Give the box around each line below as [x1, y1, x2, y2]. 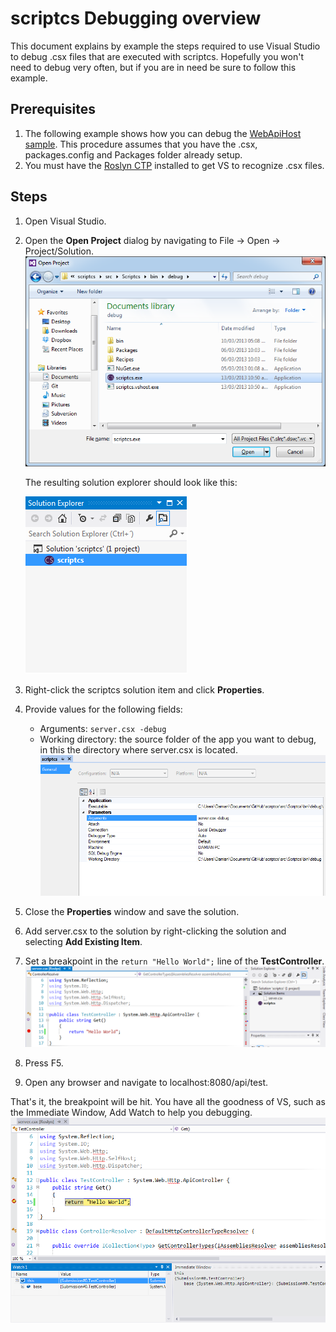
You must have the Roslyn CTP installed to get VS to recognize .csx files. [24, 159, 325, 171]
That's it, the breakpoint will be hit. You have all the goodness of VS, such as [10, 1096, 326, 1108]
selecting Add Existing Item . [24, 936, 143, 948]
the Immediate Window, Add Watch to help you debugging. [10, 1107, 253, 1119]
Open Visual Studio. [24, 215, 107, 227]
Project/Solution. [24, 245, 95, 257]
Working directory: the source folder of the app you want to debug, [39, 733, 317, 746]
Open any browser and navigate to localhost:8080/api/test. [24, 1077, 269, 1089]
